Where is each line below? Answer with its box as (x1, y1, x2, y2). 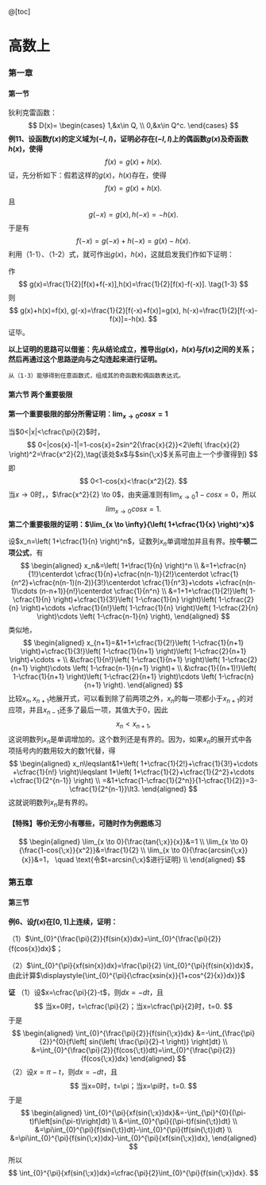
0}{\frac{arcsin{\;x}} (181, 845, 249, 855)
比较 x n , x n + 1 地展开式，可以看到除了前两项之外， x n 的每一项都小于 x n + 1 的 (8, 693, 247, 705)
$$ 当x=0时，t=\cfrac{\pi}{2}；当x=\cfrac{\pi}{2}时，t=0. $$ (34, 1002, 233, 1012)
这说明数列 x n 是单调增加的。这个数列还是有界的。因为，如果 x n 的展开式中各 (8, 735, 253, 746)
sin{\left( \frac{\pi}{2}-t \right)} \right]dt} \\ (88, 1037, 228, 1047)
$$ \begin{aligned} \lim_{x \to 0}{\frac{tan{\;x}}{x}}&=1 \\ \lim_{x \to (18, 836, 240, 846)
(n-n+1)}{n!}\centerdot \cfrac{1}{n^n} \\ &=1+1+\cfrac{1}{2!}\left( (39, 586, 249, 595)
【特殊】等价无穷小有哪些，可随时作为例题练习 (8, 819, 161, 828)
